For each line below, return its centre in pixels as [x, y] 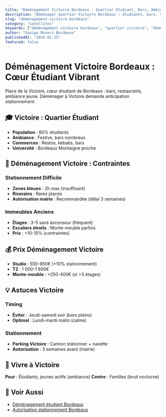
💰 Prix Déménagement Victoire [54, 249]
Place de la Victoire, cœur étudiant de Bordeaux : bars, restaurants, [74, 91]
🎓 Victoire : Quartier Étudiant [52, 118]
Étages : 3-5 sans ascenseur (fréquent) [52, 223]
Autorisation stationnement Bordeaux [50, 410]
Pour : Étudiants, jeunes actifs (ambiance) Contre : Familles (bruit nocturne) [82, 377]
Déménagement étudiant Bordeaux [48, 404]
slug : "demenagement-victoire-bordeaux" [47, 19]
